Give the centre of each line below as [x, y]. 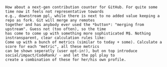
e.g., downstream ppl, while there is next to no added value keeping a [82, 16]
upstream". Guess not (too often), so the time [56, 29]
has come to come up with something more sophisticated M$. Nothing [78, 33]
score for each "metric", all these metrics [52, 46]
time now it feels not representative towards [54, 11]
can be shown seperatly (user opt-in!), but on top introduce [71, 51]
